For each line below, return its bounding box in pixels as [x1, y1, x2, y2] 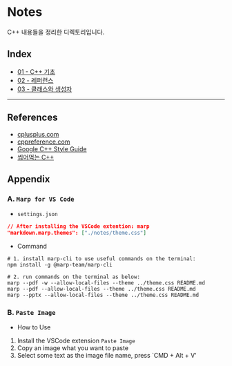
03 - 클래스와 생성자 [17, 84, 72, 93]
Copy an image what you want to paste [17, 344, 129, 352]
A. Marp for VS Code [7, 194, 75, 204]
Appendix [7, 173, 50, 185]
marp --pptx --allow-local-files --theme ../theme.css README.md [7, 291, 199, 298]
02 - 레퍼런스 [17, 76, 54, 84]
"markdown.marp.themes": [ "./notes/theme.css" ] [7, 229, 147, 237]
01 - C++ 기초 [17, 67, 56, 76]
